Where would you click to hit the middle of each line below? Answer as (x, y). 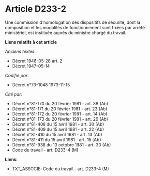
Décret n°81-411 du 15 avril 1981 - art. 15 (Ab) (57, 140)
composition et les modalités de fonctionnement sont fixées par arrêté (75, 27)
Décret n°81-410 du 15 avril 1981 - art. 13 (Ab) (57, 134)
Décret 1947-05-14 (31, 66)
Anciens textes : (21, 51)
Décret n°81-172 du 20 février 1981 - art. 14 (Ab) (60, 114)
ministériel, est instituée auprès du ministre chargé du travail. (66, 32)
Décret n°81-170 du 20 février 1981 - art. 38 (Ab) (60, 103)
